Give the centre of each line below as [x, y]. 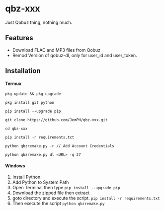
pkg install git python [30, 103]
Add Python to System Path [41, 182]
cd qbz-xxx [16, 129]
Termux [13, 83]
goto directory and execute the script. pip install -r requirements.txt [86, 198]
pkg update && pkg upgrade [33, 94]
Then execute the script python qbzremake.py [58, 203]
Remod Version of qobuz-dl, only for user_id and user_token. [75, 55]
